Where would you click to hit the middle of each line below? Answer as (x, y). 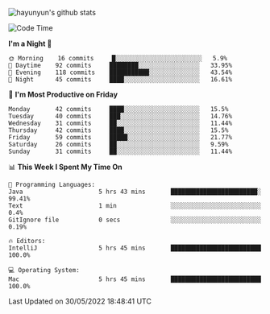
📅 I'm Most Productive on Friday (63, 94)
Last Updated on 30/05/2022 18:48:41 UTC (80, 301)
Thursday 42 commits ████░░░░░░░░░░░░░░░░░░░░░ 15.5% (118, 130)
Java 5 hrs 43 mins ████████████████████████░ (135, 192)
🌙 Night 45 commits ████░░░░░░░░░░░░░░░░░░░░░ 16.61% (120, 80)
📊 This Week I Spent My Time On (65, 167)
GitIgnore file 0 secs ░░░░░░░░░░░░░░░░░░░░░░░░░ (135, 220)
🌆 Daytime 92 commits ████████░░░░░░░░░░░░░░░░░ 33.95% (120, 65)
